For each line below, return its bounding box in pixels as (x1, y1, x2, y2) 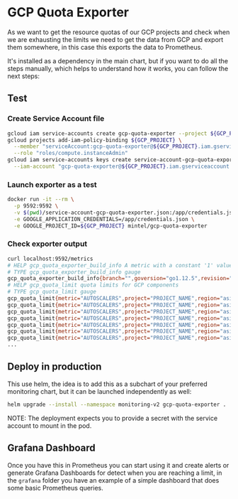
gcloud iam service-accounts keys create (7, 156, 132, 163)
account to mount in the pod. (7, 421, 92, 430)
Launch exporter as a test (7, 179, 97, 189)
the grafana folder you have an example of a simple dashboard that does (7, 476, 220, 484)
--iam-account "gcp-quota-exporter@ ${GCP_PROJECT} (13, 163, 166, 170)
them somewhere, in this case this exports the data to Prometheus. (7, 43, 203, 51)
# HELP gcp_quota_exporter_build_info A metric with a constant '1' (7, 262, 214, 269)
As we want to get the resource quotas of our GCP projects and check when (7, 28, 230, 36)
